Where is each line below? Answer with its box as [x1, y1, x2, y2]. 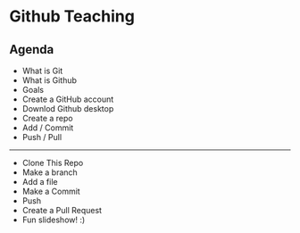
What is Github [21, 75, 78, 86]
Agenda [9, 42, 54, 57]
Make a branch [21, 167, 78, 178]
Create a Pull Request [21, 205, 103, 215]
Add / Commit [21, 122, 74, 133]
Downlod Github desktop [21, 104, 114, 113]
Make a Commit [21, 186, 80, 196]
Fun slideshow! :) [21, 214, 86, 225]
